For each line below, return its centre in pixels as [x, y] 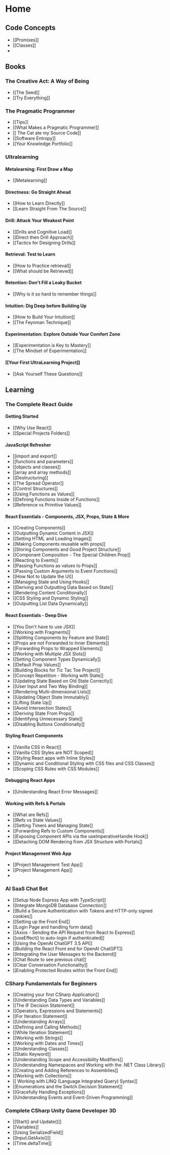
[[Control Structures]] [35, 489]
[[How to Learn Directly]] [39, 203]
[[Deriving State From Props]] [43, 713]
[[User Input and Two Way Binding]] [50, 686]
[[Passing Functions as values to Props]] [55, 566]
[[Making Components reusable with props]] [59, 544]
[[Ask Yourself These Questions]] [47, 374]
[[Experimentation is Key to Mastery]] [52, 345]
